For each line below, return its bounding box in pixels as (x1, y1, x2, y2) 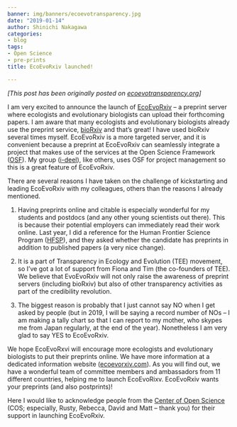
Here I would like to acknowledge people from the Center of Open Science (7, 396, 226, 404)
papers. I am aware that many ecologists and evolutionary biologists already (7, 118, 230, 126)
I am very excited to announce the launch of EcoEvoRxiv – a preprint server (7, 102, 228, 111)
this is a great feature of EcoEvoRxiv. (7, 162, 115, 171)
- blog (7, 37, 27, 44)
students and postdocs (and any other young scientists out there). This (17, 213, 226, 221)
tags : (7, 43, 23, 50)
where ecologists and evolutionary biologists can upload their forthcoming (7, 110, 225, 118)
